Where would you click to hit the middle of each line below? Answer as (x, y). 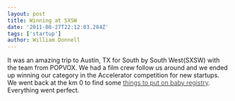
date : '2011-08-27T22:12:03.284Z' (58, 27)
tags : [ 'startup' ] (34, 34)
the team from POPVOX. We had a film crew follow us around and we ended (117, 68)
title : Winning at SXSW (42, 20)
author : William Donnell (44, 40)
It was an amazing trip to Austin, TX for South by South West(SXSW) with (114, 60)
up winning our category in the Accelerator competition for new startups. (114, 76)
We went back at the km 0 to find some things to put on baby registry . (109, 83)
